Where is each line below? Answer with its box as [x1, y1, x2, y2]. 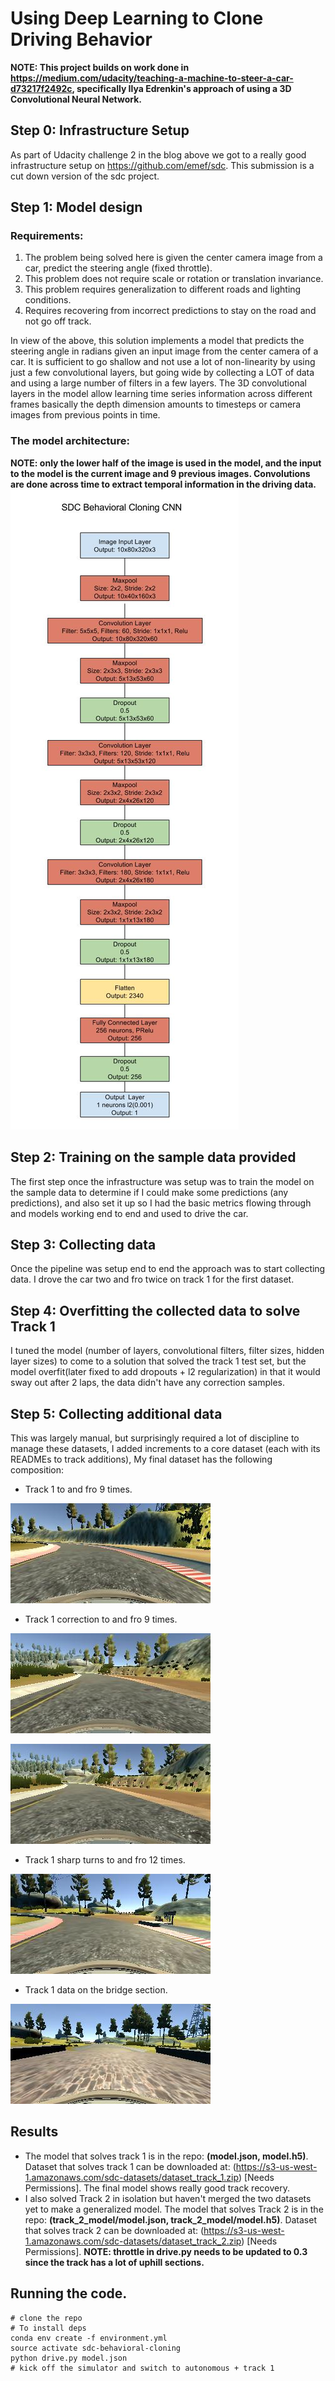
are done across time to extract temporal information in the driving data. [10, 478, 317, 490]
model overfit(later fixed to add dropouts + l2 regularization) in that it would [10, 1366, 321, 1378]
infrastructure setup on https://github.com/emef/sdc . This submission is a [10, 159, 315, 171]
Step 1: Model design [10, 199, 143, 216]
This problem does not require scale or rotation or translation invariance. [24, 273, 324, 285]
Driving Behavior [10, 28, 153, 51]
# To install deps [10, 2323, 87, 2333]
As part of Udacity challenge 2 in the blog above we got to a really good [10, 148, 307, 161]
